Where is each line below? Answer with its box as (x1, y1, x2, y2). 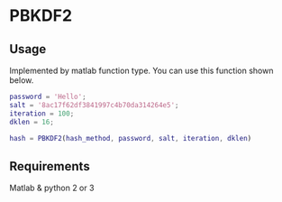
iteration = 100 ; (9, 109, 75, 118)
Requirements (9, 159, 90, 174)
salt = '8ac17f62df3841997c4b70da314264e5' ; (9, 100, 179, 109)
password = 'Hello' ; (9, 92, 87, 101)
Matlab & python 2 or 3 (9, 182, 95, 194)
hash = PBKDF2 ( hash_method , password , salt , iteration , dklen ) (9, 133, 252, 142)
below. (9, 75, 34, 86)
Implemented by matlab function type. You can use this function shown (9, 65, 274, 76)
